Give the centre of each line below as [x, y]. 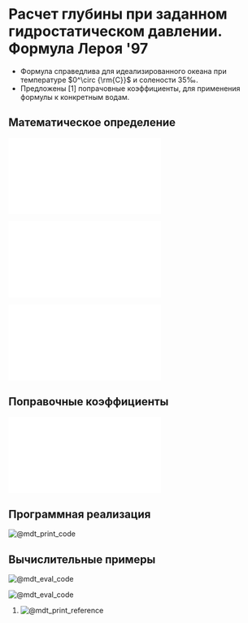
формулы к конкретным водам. [75, 97]
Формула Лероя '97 [78, 49]
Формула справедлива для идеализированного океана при [123, 71]
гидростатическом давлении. [115, 31]
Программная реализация [80, 514]
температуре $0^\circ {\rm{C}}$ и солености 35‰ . [109, 80]
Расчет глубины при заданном [118, 14]
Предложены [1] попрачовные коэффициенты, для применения [130, 88]
